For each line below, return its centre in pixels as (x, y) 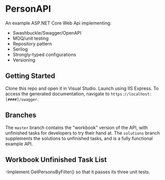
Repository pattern (32, 43)
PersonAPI (28, 9)
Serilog (20, 49)
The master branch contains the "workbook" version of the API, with (77, 127)
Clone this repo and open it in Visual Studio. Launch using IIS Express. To (82, 88)
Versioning (24, 60)
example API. (19, 144)
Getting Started (30, 76)
